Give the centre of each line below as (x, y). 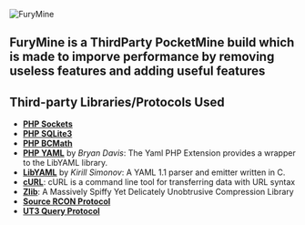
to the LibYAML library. (65, 163)
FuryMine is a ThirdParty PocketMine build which (152, 42)
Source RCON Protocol (66, 201)
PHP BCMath (47, 143)
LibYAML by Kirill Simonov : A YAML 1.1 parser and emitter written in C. (154, 172)
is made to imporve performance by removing (142, 57)
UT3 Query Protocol (61, 211)
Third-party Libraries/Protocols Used (117, 102)
